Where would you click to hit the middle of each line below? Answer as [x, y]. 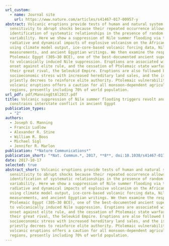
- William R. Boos [29, 137]
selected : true [21, 165]
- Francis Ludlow [28, 127]
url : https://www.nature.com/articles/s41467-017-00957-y [76, 19]
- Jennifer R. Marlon [32, 146]
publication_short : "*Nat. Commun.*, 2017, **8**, [59, 156]
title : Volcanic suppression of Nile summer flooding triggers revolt [81, 99]
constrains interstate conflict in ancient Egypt [63, 104]
